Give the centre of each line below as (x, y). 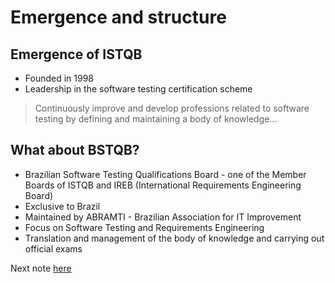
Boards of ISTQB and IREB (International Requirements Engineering (163, 185)
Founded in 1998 (59, 78)
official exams (53, 248)
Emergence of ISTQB (76, 54)
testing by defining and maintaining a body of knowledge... (156, 119)
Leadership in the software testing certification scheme (138, 89)
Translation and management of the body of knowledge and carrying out (174, 238)
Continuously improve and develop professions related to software (172, 108)
